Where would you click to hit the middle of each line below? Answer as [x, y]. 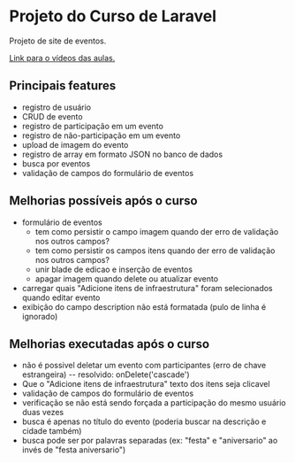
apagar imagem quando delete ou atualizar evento [127, 278]
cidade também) [52, 431]
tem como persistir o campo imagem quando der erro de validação [157, 231]
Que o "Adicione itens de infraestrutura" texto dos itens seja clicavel [146, 384]
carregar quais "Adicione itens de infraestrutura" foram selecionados [147, 288]
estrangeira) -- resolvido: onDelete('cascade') [106, 374]
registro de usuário [56, 107]
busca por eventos [56, 163]
